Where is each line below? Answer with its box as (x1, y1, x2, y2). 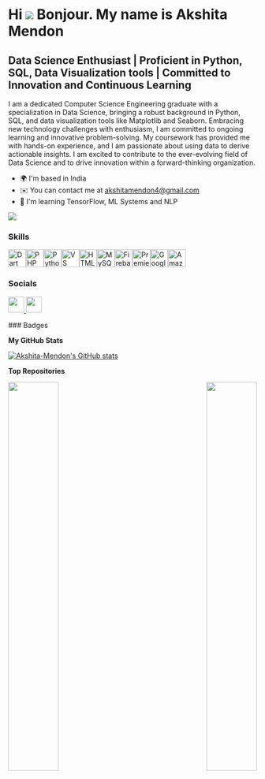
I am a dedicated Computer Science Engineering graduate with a (8, 99, 218, 108)
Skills (8, 231, 30, 242)
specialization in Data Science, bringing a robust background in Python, (8, 108, 241, 117)
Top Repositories (8, 366, 65, 375)
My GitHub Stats (8, 335, 64, 345)
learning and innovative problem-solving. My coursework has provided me (8, 132, 251, 142)
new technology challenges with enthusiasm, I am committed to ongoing (8, 125, 244, 133)
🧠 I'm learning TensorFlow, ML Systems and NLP (19, 197, 178, 206)
